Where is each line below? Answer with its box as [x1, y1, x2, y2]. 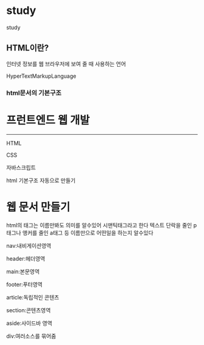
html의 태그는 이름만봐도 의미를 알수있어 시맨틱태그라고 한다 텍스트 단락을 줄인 [6, 221, 192, 228]
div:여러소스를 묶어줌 [6, 332, 56, 340]
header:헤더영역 [6, 254, 46, 262]
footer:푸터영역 [6, 281, 42, 288]
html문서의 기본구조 [6, 89, 62, 97]
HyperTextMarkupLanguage [6, 72, 76, 80]
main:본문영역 [6, 268, 40, 275]
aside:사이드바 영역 [6, 319, 53, 327]
